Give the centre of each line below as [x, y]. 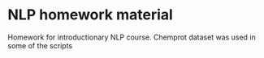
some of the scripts [40, 45]
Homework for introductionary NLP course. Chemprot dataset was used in [132, 37]
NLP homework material [91, 15]
